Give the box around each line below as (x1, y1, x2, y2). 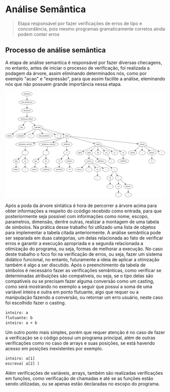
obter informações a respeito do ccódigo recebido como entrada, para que (5, 208, 162, 214)
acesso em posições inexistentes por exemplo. (5, 346, 104, 352)
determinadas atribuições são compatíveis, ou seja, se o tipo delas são (5, 273, 154, 279)
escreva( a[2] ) (5, 361, 40, 367)
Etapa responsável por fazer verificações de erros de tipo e (17, 20, 142, 26)
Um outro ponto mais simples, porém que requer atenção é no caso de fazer (5, 329, 165, 336)
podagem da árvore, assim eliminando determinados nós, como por (5, 70, 147, 76)
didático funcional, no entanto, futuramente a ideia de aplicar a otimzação (5, 257, 160, 263)
